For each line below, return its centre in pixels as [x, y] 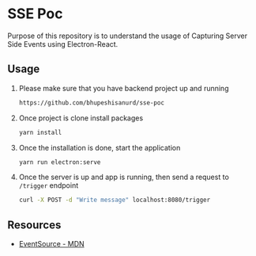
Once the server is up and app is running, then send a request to [124, 177]
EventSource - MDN [51, 244]
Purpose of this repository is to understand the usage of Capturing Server [128, 36]
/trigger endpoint [49, 185]
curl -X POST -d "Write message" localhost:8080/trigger [115, 200]
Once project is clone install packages [81, 118]
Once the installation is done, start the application [100, 147]
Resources [34, 225]
